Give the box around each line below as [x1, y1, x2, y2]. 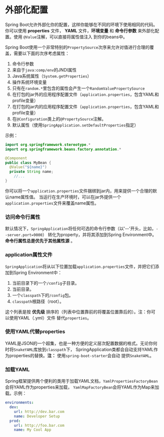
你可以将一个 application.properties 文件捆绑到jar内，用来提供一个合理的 [5, 188, 153, 194]
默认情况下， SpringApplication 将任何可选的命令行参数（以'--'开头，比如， [5, 226, 156, 232]
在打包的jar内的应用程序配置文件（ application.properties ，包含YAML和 [12, 103, 159, 109]
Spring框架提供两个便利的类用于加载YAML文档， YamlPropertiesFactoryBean [5, 378, 158, 384]
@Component [5, 155, 27, 161]
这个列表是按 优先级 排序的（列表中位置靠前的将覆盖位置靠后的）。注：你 [5, 309, 151, 315]
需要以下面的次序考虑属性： [13, 50, 70, 56]
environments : [5, 400, 34, 405]
